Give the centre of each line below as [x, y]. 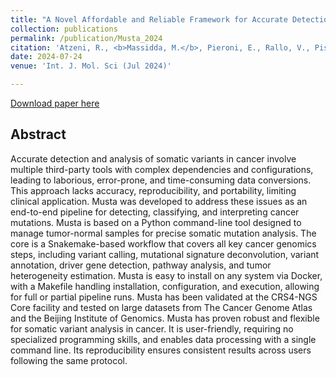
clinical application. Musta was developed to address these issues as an [159, 201]
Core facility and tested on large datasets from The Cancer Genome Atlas [161, 307]
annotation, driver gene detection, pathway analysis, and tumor [141, 265]
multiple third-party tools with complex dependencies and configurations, [162, 169]
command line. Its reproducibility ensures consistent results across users [161, 350]
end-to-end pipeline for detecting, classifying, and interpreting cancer [155, 212]
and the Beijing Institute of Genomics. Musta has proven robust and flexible [165, 318]
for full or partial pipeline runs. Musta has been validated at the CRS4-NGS [164, 297]
